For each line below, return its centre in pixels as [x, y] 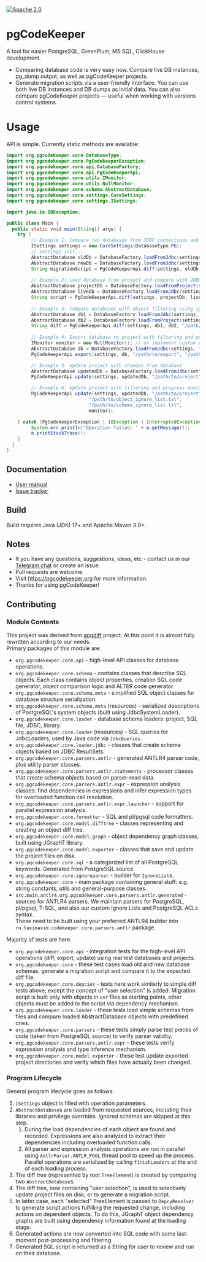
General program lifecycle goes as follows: [60, 1091]
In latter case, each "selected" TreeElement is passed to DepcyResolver [105, 1201]
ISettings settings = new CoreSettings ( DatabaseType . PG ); [107, 246]
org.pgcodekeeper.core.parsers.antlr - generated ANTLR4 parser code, [107, 758]
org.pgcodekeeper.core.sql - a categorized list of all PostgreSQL [97, 862]
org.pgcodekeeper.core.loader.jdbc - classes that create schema [98, 745]
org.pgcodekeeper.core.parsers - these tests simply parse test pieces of [106, 1029]
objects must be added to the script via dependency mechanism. [97, 1003]
